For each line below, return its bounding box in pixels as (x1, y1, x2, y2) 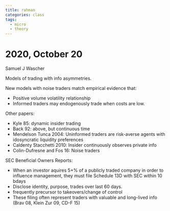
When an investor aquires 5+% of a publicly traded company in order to (12, 167, 164, 174)
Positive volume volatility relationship (12, 95, 91, 101)
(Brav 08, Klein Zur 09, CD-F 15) (12, 200, 81, 206)
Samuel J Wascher (5, 65, 45, 72)
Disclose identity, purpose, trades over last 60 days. (12, 183, 123, 190)
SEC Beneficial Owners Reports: (5, 157, 73, 163)
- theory (10, 27, 29, 32)
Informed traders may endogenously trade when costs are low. (12, 101, 145, 107)
